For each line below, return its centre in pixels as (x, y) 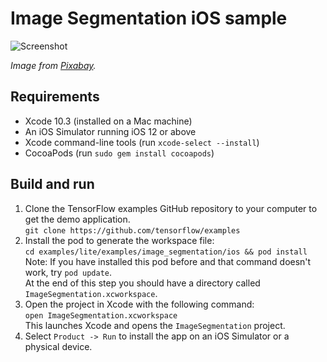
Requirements (55, 97)
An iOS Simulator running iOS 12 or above (110, 131)
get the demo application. (77, 219)
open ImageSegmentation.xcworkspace (101, 315)
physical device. (58, 346)
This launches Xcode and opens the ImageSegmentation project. (155, 325)
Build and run (52, 184)
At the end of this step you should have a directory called (142, 283)
